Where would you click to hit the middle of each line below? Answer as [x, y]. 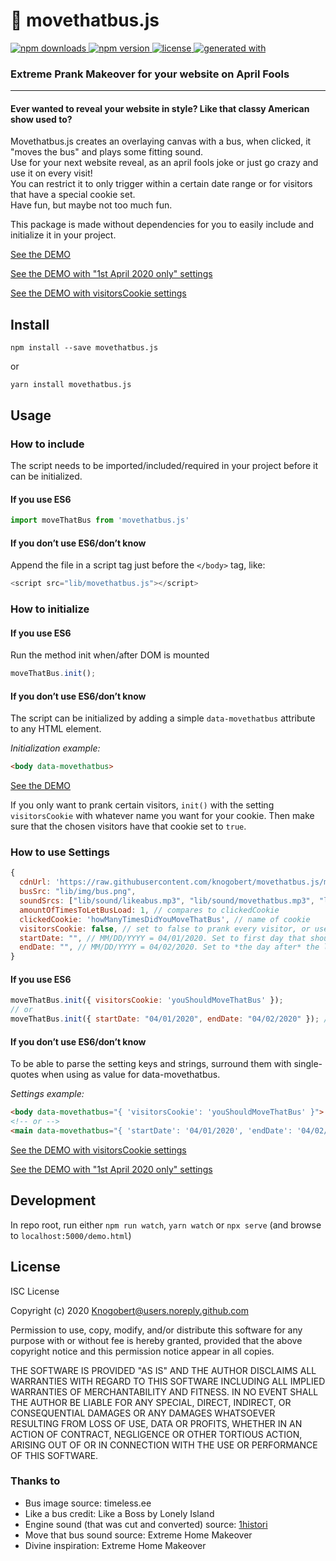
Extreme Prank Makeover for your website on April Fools [150, 74]
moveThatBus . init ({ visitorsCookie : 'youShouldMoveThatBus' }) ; [147, 1000]
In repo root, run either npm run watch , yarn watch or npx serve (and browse [166, 1225]
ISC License [35, 1291]
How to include [47, 444]
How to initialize [50, 609]
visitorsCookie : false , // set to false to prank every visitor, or [165, 929]
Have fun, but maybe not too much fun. [91, 205]
